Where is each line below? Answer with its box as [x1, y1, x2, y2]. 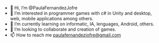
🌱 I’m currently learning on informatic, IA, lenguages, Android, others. [10, 21, 154, 27]
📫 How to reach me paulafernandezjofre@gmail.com [10, 32, 121, 38]
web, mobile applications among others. [10, 16, 93, 21]
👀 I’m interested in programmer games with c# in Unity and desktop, [10, 10, 152, 16]
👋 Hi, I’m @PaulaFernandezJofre [10, 5, 78, 11]
